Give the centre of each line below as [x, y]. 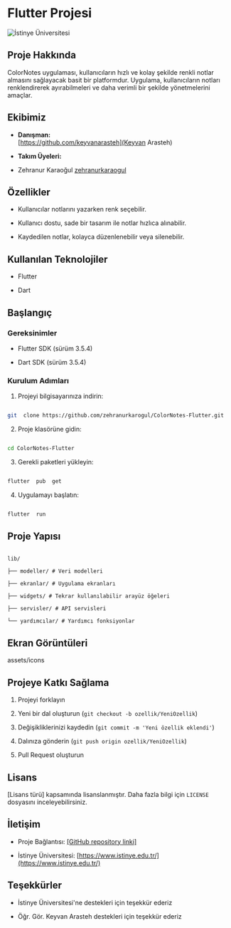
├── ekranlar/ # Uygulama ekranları [61, 584]
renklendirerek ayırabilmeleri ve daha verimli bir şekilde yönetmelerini [109, 88]
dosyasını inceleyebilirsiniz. [47, 802]
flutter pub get [34, 481]
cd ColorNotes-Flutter [41, 449]
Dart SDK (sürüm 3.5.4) [52, 362]
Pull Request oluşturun [50, 755]
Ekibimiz [27, 118]
